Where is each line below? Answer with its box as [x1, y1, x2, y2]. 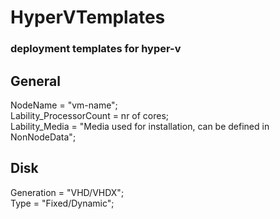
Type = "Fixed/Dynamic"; [10, 197, 115, 209]
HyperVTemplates [10, 6, 166, 29]
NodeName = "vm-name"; [10, 99, 118, 111]
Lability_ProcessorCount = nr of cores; [10, 109, 170, 121]
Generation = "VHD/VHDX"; [10, 186, 125, 198]
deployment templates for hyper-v [10, 42, 182, 56]
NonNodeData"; [10, 131, 77, 143]
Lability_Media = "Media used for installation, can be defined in [10, 120, 270, 132]
